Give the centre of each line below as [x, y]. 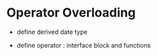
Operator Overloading [71, 13]
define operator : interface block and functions [84, 45]
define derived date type [52, 32]
